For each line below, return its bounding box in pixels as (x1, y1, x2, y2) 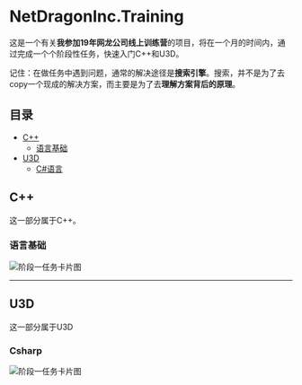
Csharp (9, 344, 43, 356)
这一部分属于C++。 (9, 214, 81, 225)
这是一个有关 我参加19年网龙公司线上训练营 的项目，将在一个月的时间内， (9, 37, 279, 48)
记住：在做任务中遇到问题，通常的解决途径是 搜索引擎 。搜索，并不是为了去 (9, 67, 285, 78)
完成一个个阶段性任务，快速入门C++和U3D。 (16, 48, 184, 59)
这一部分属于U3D (9, 321, 74, 332)
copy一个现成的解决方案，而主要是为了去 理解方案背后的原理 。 (9, 78, 241, 89)
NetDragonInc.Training (9, 6, 184, 27)
